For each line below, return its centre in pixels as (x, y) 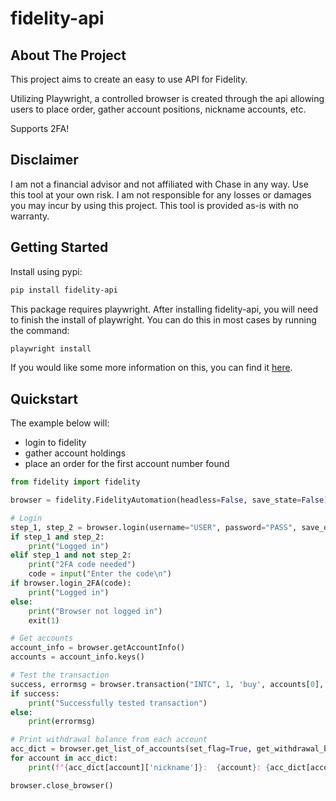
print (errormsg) (62, 722)
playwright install (51, 348)
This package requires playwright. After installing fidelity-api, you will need (164, 309)
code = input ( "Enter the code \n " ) (100, 574)
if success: (35, 693)
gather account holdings (75, 453)
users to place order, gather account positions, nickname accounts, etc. (158, 109)
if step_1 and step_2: (57, 537)
